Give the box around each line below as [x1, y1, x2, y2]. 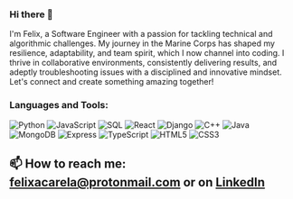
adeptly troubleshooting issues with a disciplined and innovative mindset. [9, 67, 282, 77]
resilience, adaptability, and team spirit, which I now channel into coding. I [9, 48, 285, 59]
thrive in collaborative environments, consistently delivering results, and [9, 58, 278, 68]
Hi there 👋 [9, 8, 54, 21]
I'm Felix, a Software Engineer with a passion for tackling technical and [9, 29, 273, 40]
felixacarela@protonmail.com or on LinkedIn [9, 175, 265, 190]
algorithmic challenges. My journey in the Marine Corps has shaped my [9, 38, 276, 49]
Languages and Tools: [9, 99, 109, 112]
